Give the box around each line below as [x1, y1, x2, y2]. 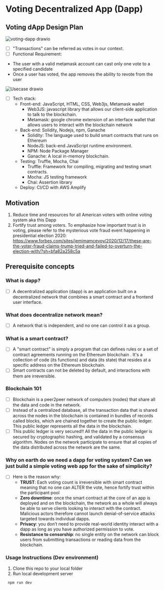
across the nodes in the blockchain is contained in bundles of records [12, 412, 154, 418]
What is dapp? [5, 277, 41, 284]
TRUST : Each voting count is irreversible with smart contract [20, 480, 142, 485]
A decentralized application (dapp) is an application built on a [12, 288, 137, 294]
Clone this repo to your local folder [12, 565, 83, 571]
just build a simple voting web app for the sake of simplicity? [5, 462, 152, 469]
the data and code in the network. [12, 402, 81, 408]
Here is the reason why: [12, 474, 61, 480]
